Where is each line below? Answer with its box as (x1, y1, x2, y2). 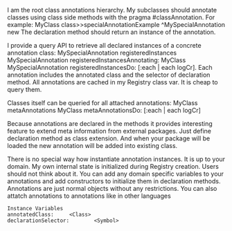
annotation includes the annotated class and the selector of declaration (7, 71, 211, 79)
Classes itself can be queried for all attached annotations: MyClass (7, 99, 199, 107)
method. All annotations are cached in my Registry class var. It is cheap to (7, 78, 218, 86)
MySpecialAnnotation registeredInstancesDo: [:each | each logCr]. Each (7, 64, 213, 71)
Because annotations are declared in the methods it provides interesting (7, 120, 213, 127)
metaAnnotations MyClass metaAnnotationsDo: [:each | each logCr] (7, 107, 201, 114)
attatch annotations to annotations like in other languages (7, 192, 171, 200)
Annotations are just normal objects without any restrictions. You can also (7, 185, 217, 192)
